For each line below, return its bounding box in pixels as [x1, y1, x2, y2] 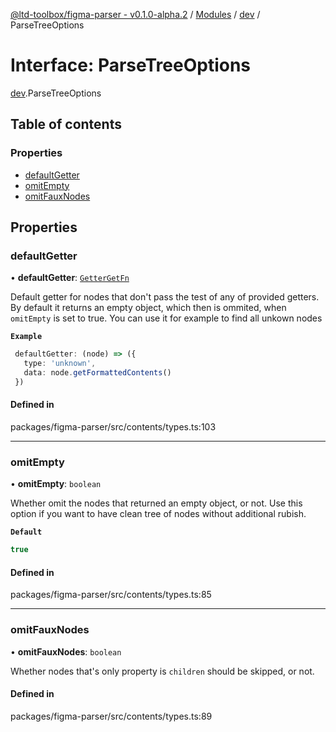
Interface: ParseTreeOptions [10, 54, 252, 77]
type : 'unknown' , [23, 359, 97, 369]
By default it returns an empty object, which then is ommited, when [10, 302, 287, 314]
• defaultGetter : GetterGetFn [10, 272, 130, 284]
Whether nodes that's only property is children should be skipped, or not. [10, 665, 315, 677]
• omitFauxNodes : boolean [10, 645, 122, 658]
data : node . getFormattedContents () [23, 368, 172, 378]
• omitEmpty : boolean [10, 478, 102, 490]
